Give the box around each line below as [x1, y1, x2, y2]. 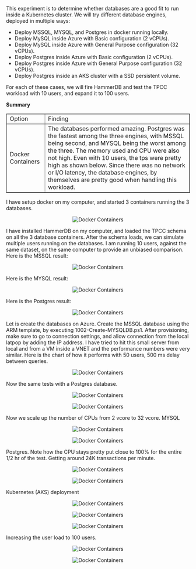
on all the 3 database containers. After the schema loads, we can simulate [6, 234, 184, 241]
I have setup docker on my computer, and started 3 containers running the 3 [6, 198, 190, 205]
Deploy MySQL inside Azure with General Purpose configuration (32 [14, 41, 179, 48]
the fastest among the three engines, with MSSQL [48, 132, 184, 140]
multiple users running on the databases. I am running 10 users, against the [6, 240, 187, 246]
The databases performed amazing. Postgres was [48, 125, 185, 132]
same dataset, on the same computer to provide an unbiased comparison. [6, 246, 184, 253]
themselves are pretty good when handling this [48, 176, 177, 184]
